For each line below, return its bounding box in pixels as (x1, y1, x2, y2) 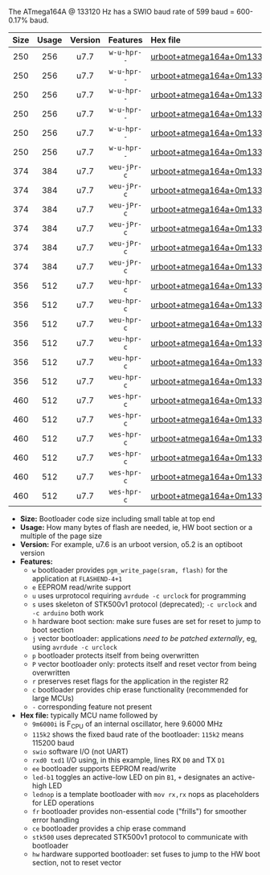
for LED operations (31, 798, 95, 807)
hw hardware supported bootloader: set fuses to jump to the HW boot (31, 848, 261, 859)
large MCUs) (31, 693, 75, 703)
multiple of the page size (19, 531, 103, 540)
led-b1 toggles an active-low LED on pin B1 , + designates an (31, 772, 231, 782)
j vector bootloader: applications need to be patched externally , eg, (31, 634, 257, 643)
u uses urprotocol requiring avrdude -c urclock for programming (31, 591, 247, 600)
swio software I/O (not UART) (31, 746, 129, 756)
